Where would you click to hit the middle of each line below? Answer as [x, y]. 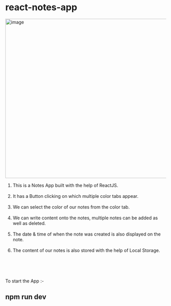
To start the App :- [25, 281]
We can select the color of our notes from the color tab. [71, 207]
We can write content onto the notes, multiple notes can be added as [85, 218]
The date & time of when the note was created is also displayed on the [87, 234]
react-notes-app [41, 7]
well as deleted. [29, 223]
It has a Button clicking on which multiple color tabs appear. [76, 196]
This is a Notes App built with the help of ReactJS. [65, 185]
